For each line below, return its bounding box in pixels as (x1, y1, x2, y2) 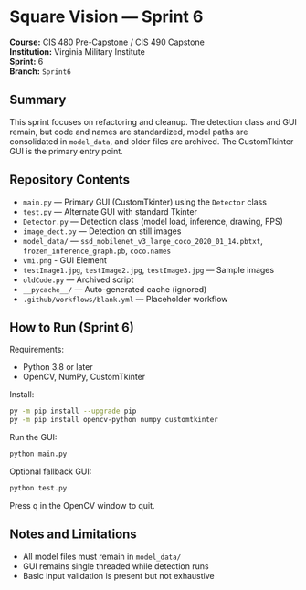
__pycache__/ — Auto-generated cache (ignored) (22, 283, 207, 294)
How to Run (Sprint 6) (9, 320, 134, 335)
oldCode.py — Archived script (22, 274, 134, 285)
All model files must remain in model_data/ (22, 551, 182, 562)
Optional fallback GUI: (9, 466, 92, 477)
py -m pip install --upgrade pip (9, 406, 137, 416)
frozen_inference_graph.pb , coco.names (22, 245, 172, 256)
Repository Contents (9, 172, 131, 188)
